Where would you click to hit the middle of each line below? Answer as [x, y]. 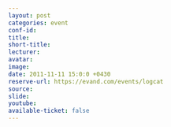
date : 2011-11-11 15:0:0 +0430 [59, 74]
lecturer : [24, 52]
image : [19, 67]
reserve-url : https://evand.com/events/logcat [86, 81]
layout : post [30, 15]
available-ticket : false [49, 111]
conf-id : [22, 30]
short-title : [30, 45]
